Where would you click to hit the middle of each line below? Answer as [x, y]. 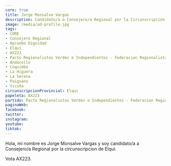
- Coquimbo [17, 67]
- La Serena [18, 77]
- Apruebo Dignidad [26, 43]
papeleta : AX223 [22, 96]
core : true [17, 10]
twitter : [15, 115]
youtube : [15, 124]
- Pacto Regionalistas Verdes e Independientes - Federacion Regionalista [86, 57]
